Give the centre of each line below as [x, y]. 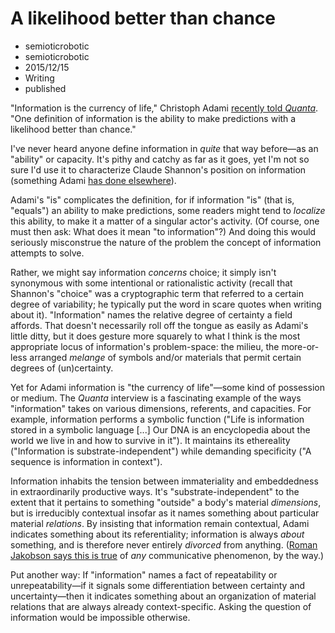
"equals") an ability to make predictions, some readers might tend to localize [168, 210]
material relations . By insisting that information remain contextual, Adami [160, 523]
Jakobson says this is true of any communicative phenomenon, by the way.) [167, 555]
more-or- [300, 346]
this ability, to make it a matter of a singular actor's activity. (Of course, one [165, 221]
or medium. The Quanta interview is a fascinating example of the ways [156, 398]
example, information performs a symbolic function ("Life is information [157, 419]
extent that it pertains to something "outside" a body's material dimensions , [166, 502]
